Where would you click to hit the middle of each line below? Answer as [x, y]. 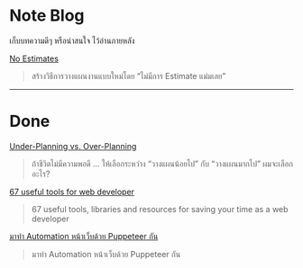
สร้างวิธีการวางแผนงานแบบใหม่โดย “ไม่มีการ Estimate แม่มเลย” [129, 76]
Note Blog [47, 16]
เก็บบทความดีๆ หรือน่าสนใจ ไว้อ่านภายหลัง [72, 40]
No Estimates [34, 58]
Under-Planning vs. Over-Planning [73, 146]
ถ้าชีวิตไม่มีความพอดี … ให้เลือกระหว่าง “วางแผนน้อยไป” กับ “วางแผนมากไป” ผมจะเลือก [162, 164]
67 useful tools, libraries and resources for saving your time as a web [160, 209]
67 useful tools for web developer [72, 192]
